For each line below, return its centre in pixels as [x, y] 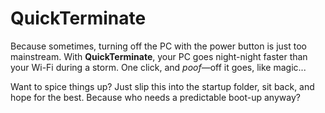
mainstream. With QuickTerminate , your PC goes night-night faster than [159, 56]
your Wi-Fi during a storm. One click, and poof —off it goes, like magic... [158, 67]
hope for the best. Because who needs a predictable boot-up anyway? [155, 97]
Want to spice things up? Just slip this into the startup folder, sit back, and [162, 86]
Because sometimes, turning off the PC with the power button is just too [158, 46]
